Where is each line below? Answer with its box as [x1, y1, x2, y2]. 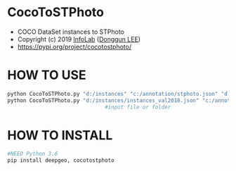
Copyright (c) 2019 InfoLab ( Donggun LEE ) [17, 34, 141, 43]
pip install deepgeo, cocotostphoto [7, 157, 114, 164]
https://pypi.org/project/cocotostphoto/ [17, 42, 132, 51]
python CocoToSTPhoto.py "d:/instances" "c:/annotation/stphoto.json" [7, 90, 218, 97]
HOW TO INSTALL [7, 127, 113, 143]
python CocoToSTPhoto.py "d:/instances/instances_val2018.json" [7, 96, 199, 104]
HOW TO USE [7, 68, 86, 83]
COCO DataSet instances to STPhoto [17, 27, 125, 36]
